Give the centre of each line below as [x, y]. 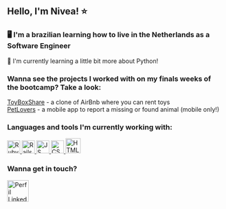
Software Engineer [39, 46]
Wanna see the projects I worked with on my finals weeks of [109, 79]
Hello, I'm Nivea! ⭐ [47, 11]
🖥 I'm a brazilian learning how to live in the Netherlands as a [109, 35]
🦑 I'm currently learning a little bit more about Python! [83, 61]
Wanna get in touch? [42, 169]
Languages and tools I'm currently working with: [90, 127]
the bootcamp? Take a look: [54, 87]
